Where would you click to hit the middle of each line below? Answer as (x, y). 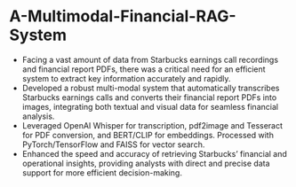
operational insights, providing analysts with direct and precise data (146, 163)
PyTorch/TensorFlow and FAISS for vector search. (113, 144)
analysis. (38, 116)
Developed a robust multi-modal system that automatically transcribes (151, 88)
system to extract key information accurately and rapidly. (126, 78)
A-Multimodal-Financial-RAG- (123, 16)
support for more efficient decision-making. (102, 172)
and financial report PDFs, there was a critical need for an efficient (144, 69)
